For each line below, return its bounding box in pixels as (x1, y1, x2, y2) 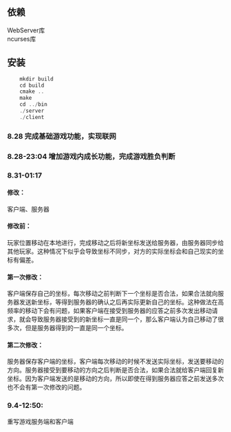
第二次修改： (7, 341, 43, 349)
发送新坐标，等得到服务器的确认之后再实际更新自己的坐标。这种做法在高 (19, 298, 224, 306)
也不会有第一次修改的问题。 (7, 383, 86, 391)
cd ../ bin (19, 101, 48, 108)
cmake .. (19, 88, 45, 95)
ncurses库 (7, 34, 36, 43)
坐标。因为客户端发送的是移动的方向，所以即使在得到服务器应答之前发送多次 (7, 374, 224, 383)
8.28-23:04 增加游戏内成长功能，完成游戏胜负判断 (7, 151, 175, 161)
